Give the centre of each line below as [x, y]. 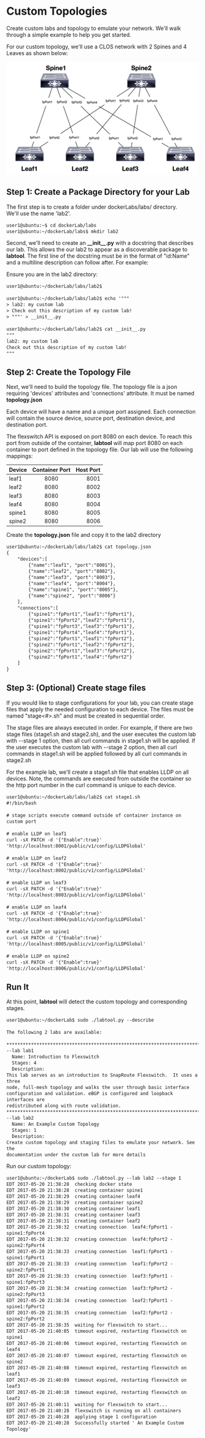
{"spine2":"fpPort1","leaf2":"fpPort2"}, [82, 645]
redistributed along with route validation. [64, 1106]
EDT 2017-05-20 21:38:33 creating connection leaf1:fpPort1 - [90, 1252]
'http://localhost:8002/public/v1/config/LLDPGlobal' [76, 871]
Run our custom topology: [39, 1166]
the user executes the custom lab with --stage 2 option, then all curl [92, 747]
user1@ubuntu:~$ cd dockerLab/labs [52, 225]
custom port [21, 822]
